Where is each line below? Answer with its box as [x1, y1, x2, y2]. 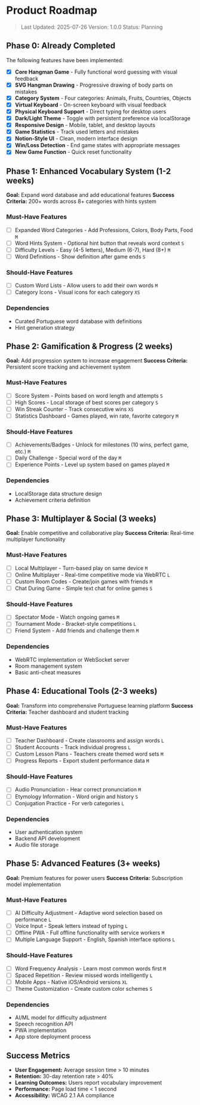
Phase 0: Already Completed [6, 41, 115, 51]
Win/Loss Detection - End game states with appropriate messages [14, 142, 180, 149]
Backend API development [14, 835, 81, 842]
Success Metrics [6, 1051, 70, 1061]
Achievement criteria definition [14, 496, 91, 503]
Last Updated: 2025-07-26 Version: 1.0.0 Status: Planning [20, 23, 163, 31]
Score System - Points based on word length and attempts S [14, 392, 163, 399]
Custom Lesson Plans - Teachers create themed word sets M [14, 750, 164, 757]
